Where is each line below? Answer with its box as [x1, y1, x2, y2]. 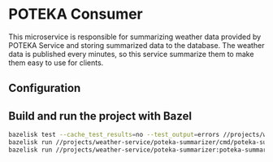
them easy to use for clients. [8, 58, 104, 68]
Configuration [8, 81, 81, 95]
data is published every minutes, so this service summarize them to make [8, 49, 254, 59]
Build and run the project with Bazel [8, 109, 193, 123]
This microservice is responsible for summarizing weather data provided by [8, 32, 262, 42]
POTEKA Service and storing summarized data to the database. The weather [8, 40, 265, 50]
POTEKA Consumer [8, 5, 144, 24]
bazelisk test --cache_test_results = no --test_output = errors [8, 131, 220, 139]
